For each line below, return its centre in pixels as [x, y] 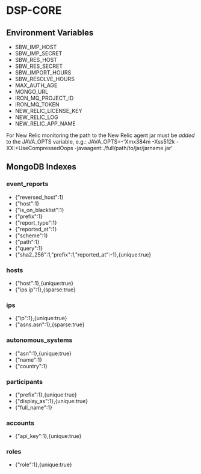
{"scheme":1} [31, 235]
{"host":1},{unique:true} [44, 283]
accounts [20, 423]
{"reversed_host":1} [39, 197]
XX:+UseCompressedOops [40, 148]
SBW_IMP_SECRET [39, 53]
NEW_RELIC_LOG [36, 117]
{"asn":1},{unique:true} [43, 353]
